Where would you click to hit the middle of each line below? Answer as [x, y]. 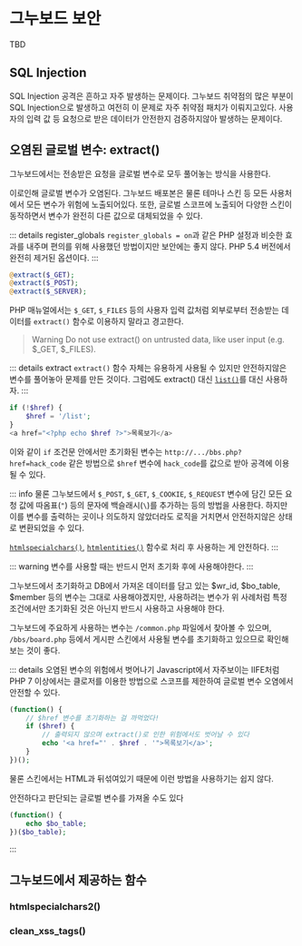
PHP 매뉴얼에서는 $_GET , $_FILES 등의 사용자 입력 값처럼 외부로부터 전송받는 [144, 310]
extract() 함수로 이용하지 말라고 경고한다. [108, 321]
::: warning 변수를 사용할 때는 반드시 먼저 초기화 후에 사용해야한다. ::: [132, 566]
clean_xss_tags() [48, 931]
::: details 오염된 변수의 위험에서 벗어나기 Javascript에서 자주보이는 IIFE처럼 [145, 669]
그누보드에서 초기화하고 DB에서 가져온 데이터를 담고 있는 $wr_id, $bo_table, [145, 586]
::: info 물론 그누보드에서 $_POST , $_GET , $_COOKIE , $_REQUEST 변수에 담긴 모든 [146, 493]
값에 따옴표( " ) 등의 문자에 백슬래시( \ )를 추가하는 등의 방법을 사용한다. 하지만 [153, 505]
